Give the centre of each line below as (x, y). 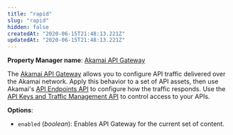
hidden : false (28, 27)
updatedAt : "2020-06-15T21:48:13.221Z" (66, 40)
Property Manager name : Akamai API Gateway (76, 60)
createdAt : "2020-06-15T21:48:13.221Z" (66, 34)
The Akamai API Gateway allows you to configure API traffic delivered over (116, 74)
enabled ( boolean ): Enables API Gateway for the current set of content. (121, 124)
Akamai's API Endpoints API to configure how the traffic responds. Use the (116, 89)
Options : (20, 110)
